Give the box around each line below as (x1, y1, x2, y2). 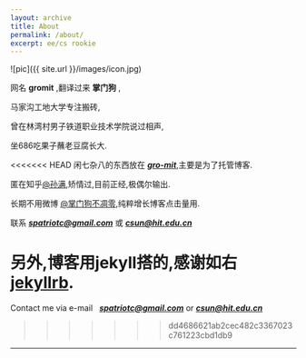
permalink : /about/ (10, 30, 84, 39)
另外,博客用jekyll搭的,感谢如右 (10, 253, 238, 273)
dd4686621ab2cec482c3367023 (168, 320, 293, 332)
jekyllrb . (10, 273, 74, 293)
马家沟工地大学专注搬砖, (10, 102, 101, 113)
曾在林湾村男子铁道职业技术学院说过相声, (10, 121, 164, 132)
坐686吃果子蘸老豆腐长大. (10, 140, 108, 151)
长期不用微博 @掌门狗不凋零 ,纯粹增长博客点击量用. (10, 198, 201, 209)
